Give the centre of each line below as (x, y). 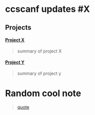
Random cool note (43, 93)
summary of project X (39, 51)
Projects (18, 28)
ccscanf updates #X (47, 9)
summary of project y (39, 73)
